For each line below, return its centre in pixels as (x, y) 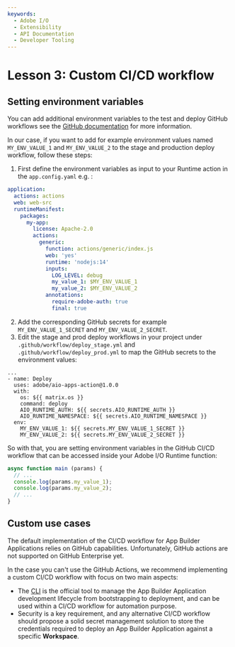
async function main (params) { (55, 468)
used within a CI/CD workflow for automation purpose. (97, 606)
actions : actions (39, 196)
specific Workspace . (48, 636)
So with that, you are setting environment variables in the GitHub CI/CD (111, 447)
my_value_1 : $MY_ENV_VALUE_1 (95, 282)
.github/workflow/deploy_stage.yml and (76, 344)
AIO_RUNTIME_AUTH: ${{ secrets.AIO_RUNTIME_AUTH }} (98, 410)
